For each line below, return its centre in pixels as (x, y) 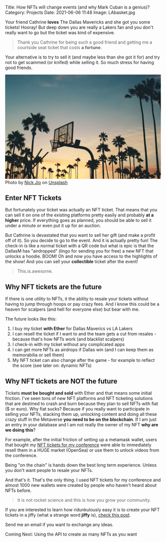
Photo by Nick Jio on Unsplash (36, 182)
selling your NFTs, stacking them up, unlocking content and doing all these (81, 414)
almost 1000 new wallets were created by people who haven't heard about (81, 485)
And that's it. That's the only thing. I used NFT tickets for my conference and (83, 480)
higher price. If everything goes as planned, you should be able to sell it (78, 220)
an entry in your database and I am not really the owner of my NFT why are (82, 425)
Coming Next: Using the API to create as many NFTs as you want (71, 534)
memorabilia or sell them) (38, 355)
